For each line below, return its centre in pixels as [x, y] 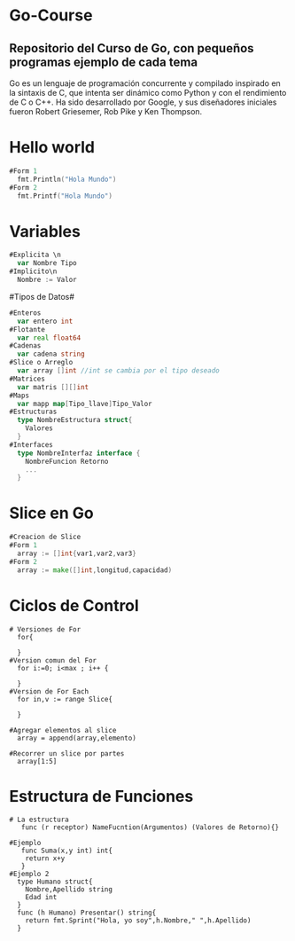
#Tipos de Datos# [42, 296]
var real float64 [49, 338]
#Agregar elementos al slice [63, 730]
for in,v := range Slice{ [65, 699]
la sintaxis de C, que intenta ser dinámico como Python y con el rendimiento [148, 93]
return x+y [45, 859]
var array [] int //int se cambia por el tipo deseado [118, 371]
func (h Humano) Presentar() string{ [87, 913]
